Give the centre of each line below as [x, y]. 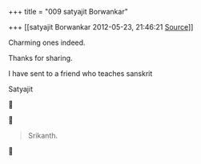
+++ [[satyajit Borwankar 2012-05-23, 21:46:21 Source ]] [101, 27]
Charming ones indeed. [47, 42]
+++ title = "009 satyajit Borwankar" [68, 12]
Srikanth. [43, 136]
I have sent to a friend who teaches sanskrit [80, 74]
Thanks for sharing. [41, 58]
